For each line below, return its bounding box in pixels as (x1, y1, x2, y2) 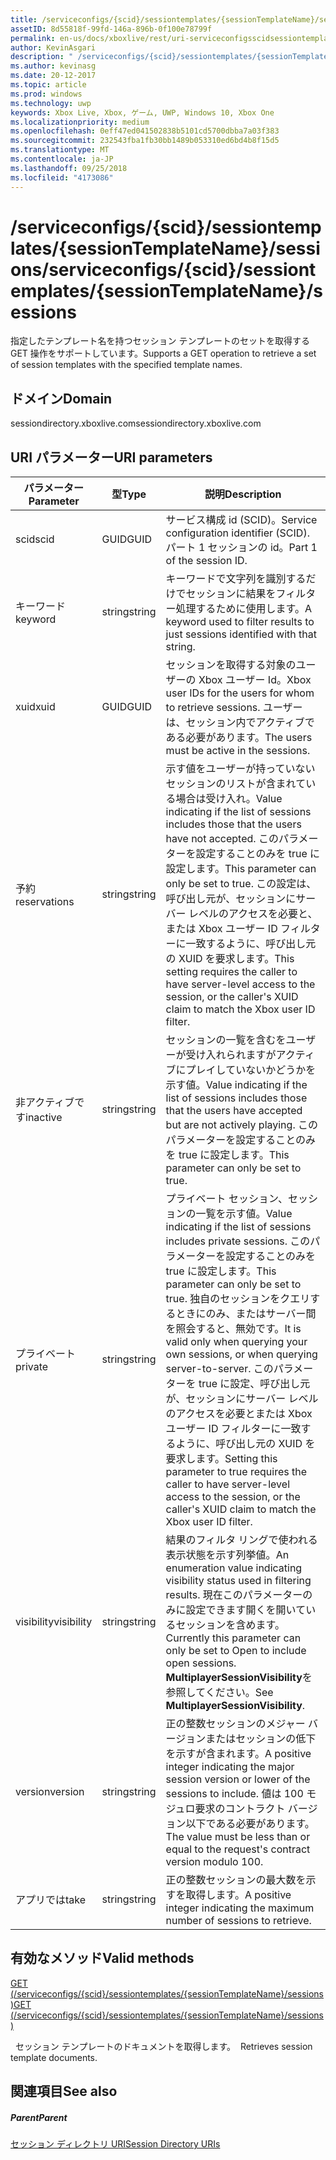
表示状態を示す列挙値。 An (165, 1548, 290, 1562)
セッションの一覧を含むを (165, 1033, 287, 1047)
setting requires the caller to (165, 965, 298, 979)
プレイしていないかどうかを (185, 1063, 317, 1077)
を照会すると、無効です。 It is (165, 1322, 302, 1336)
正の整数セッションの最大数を (165, 1873, 307, 1887)
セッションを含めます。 (175, 1618, 286, 1632)
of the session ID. (165, 554, 248, 568)
